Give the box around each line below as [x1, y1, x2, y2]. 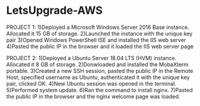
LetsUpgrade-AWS [6, 4, 103, 17]
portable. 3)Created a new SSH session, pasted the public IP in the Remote [6, 67, 193, 74]
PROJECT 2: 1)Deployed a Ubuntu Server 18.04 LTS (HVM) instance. [6, 54, 177, 61]
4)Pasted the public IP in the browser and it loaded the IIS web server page [6, 43, 194, 50]
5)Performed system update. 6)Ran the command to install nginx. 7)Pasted [6, 86, 193, 93]
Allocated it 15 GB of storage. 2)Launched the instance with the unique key [6, 30, 193, 37]
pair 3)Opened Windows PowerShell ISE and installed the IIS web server [6, 36, 187, 43]
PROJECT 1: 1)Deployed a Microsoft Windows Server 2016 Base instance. [6, 23, 190, 31]
